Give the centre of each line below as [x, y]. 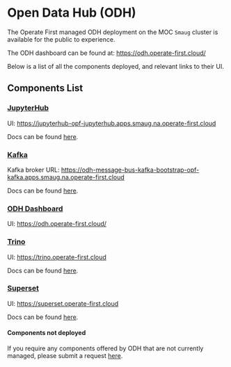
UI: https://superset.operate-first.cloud [63, 303]
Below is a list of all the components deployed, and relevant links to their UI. [115, 66]
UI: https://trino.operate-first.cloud [57, 257]
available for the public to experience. [61, 39]
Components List [45, 88]
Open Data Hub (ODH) [72, 13]
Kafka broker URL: [34, 170]
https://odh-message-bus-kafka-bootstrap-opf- [130, 170]
